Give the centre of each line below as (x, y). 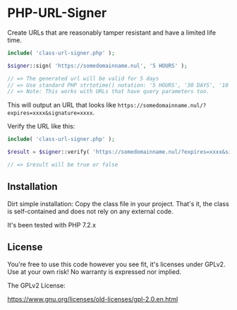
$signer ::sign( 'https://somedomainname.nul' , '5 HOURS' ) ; (98, 66)
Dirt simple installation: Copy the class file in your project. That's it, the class (118, 203)
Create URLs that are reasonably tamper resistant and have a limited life (112, 32)
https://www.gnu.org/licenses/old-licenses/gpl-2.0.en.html (93, 299)
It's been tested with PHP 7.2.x (52, 225)
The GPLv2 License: (36, 285)
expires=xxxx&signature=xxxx (50, 113)
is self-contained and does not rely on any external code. (90, 211)
